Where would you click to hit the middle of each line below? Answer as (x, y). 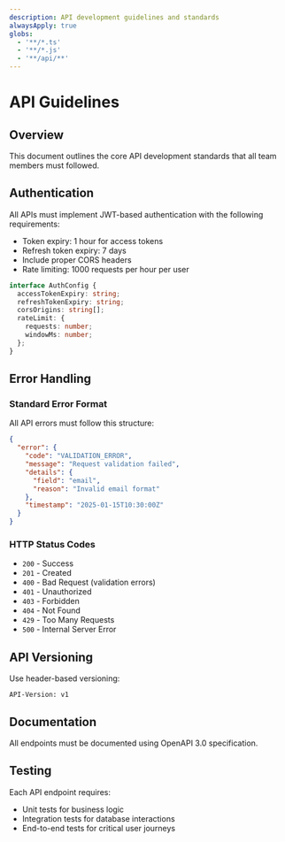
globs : (21, 34)
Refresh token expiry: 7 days (74, 250)
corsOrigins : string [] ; (61, 310)
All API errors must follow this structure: (82, 423)
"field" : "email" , (66, 480)
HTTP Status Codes (52, 544)
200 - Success (47, 563)
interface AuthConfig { (53, 285)
